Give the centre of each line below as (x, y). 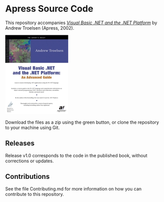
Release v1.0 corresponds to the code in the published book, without (76, 155)
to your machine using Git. (32, 127)
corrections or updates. (29, 161)
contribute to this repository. (35, 194)
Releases (20, 143)
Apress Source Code (49, 9)
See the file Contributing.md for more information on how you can (73, 188)
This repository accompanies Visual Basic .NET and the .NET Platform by (81, 23)
